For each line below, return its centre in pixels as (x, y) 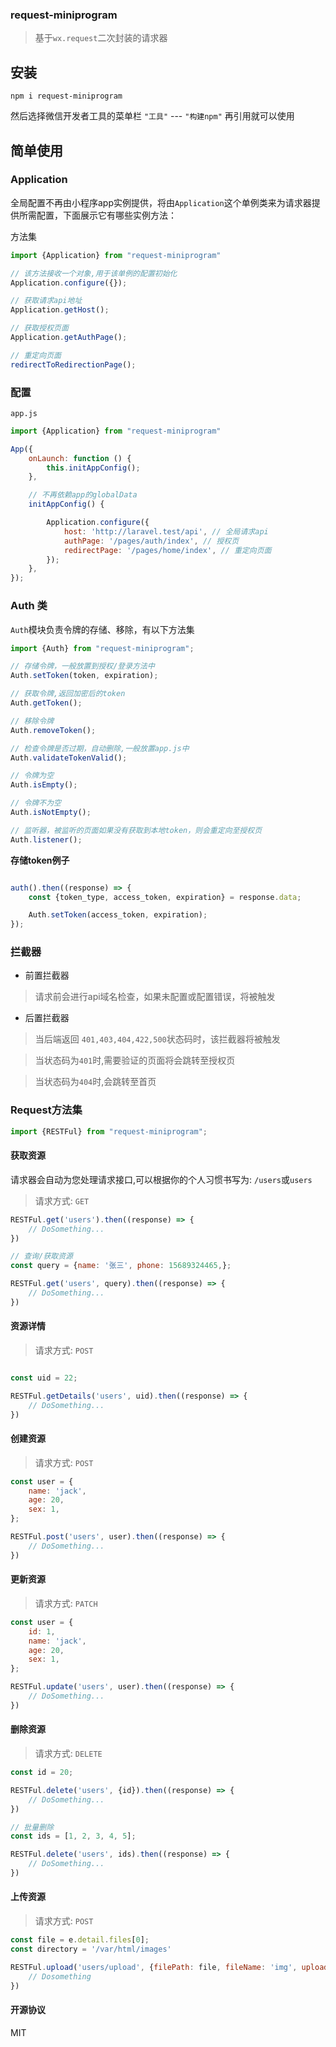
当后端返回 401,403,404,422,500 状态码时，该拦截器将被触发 (157, 1039)
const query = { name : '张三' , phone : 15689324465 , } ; (121, 1266)
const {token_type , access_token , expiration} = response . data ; (165, 897)
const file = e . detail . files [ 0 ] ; (80, 1940)
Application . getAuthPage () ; (69, 338)
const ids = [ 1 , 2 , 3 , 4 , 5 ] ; (73, 1836)
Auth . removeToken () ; (53, 730)
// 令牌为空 (32, 776)
